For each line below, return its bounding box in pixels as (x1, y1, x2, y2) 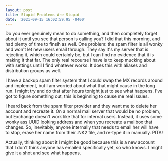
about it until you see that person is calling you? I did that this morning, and (5, 36, 160, 42)
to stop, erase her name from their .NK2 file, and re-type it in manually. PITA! (5, 130, 163, 136)
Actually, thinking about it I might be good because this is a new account (5, 139, 155, 145)
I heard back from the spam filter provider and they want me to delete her (5, 103, 157, 109)
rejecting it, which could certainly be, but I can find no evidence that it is (5, 52, 154, 58)
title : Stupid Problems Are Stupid (5, 12, 80, 17)
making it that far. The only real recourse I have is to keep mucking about (5, 57, 156, 63)
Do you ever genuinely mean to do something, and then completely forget (5, 31, 158, 37)
